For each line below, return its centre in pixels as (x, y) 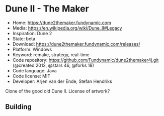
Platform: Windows (32, 49)
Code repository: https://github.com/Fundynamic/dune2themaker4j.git (86, 60)
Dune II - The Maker (47, 9)
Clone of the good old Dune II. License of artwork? (58, 91)
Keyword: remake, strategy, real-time (51, 54)
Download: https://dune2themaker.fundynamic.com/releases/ (76, 44)
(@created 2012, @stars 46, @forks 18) (53, 65)
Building (18, 107)
